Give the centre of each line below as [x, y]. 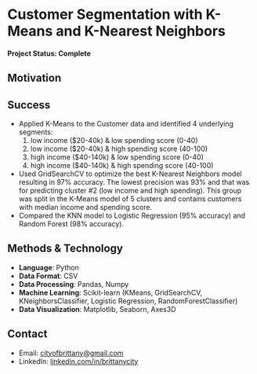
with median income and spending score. [85, 207]
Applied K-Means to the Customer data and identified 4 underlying [126, 123]
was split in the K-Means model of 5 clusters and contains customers [130, 199]
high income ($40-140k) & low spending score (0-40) [117, 157]
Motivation [34, 78]
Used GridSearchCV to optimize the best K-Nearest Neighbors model [130, 174]
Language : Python [49, 267]
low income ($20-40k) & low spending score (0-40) [114, 140]
